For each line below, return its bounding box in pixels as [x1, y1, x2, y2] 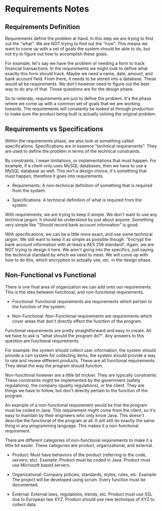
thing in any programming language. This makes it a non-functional [5, 423, 139, 429]
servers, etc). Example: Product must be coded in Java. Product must [12, 457, 151, 463]
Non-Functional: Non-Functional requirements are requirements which [12, 313, 152, 319]
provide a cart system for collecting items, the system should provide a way [5, 352, 156, 358]
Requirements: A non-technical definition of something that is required [12, 182, 153, 188]
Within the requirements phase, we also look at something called [5, 138, 134, 144]
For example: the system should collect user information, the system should [5, 347, 156, 353]
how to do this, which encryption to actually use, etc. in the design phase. [5, 257, 152, 263]
